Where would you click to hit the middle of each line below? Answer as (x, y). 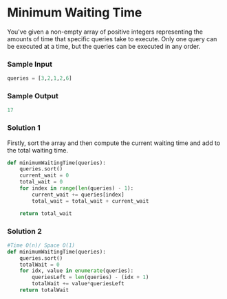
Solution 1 (24, 128)
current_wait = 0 (44, 176)
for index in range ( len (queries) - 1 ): (77, 188)
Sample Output (33, 96)
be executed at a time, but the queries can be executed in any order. (104, 46)
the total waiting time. (38, 150)
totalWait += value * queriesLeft (78, 284)
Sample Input (30, 64)
